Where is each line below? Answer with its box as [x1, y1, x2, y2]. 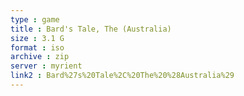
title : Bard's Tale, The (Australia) [10, 24, 172, 34]
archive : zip [10, 52, 70, 62]
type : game [10, 14, 60, 25]
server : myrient [10, 61, 83, 71]
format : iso [10, 42, 65, 53]
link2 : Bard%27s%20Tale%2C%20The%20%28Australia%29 [10, 71, 235, 81]
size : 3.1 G [10, 33, 65, 43]
